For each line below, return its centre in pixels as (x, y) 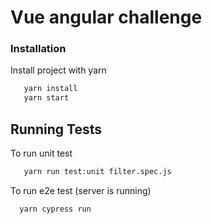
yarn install (50, 89)
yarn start (46, 98)
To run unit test (41, 153)
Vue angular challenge (106, 17)
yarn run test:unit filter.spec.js (97, 172)
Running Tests (56, 129)
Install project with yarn (58, 70)
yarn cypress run (55, 209)
